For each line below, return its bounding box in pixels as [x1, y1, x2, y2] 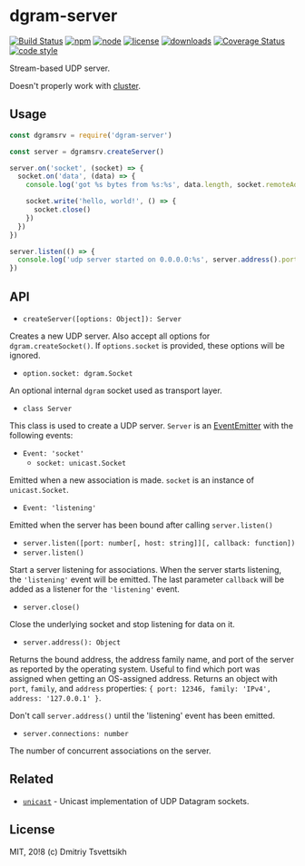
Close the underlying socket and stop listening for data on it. [9, 618, 236, 629]
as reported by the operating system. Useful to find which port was [9, 664, 261, 674]
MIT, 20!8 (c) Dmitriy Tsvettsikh [9, 846, 127, 857]
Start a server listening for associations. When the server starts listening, [9, 564, 282, 575]
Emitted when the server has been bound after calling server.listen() [9, 519, 274, 530]
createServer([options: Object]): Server [22, 314, 182, 323]
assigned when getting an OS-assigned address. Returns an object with [9, 673, 279, 684]
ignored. [9, 349, 41, 360]
